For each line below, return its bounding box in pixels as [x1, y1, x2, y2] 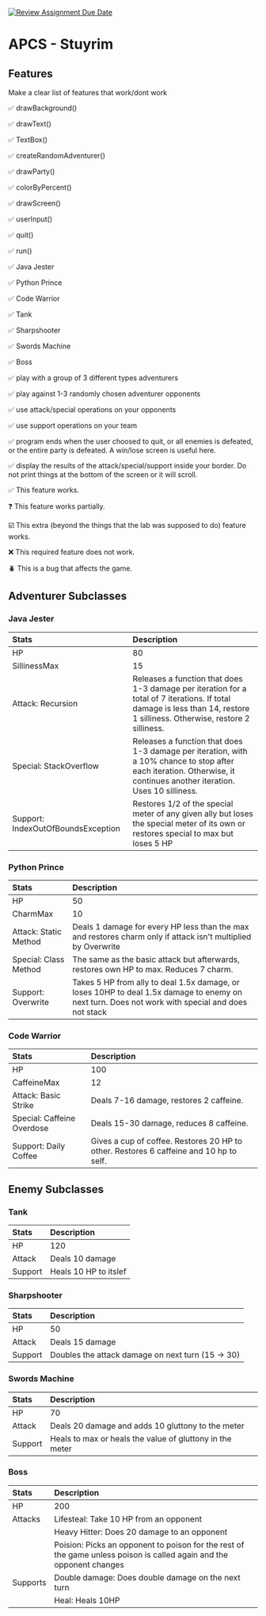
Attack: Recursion [12, 698, 78, 709]
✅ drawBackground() [8, 103, 78, 113]
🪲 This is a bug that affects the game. [8, 564, 133, 573]
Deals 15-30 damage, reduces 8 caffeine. [90, 1118, 249, 1129]
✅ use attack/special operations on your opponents [8, 405, 177, 414]
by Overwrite [72, 941, 121, 952]
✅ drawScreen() [8, 198, 61, 208]
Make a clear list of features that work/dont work [8, 88, 168, 97]
